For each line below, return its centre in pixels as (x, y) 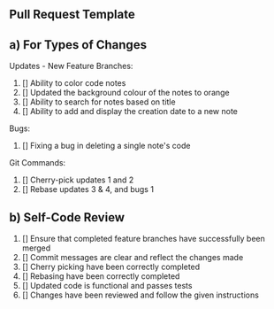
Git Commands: (38, 163)
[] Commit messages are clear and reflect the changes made (133, 258)
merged (36, 248)
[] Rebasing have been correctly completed (101, 276)
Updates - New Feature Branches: (71, 66)
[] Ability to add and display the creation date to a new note (130, 112)
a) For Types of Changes (78, 45)
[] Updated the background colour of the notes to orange (126, 93)
